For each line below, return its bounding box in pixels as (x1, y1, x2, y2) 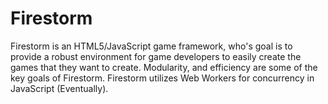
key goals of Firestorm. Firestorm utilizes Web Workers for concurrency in (10, 72, 315, 84)
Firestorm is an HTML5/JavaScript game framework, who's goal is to (10, 40, 293, 52)
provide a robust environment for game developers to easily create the (10, 50, 302, 62)
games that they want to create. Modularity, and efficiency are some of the (10, 61, 318, 73)
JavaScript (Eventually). (10, 82, 109, 94)
